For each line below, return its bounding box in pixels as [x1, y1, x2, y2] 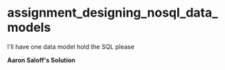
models [7, 19, 51, 35]
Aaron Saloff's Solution [7, 55, 76, 64]
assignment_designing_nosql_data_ [7, 5, 218, 21]
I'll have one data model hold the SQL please [7, 42, 135, 51]
